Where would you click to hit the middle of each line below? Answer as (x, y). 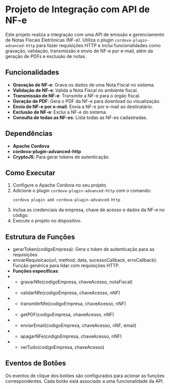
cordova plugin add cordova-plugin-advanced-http (67, 200)
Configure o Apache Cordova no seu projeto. (60, 185)
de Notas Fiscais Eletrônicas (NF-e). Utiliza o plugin (59, 40)
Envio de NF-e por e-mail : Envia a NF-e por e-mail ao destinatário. (83, 107)
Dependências (29, 134)
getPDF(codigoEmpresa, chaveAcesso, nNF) (67, 315)
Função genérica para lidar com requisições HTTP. (66, 265)
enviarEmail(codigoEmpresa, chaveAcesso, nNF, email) (78, 325)
